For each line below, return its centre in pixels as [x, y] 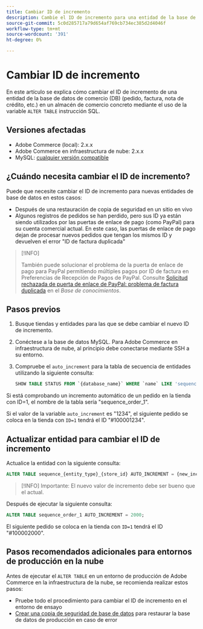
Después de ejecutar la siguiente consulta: [60, 504]
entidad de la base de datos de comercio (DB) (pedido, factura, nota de [95, 98]
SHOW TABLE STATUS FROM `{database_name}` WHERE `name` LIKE [94, 384]
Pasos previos [34, 309]
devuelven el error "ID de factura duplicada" [70, 241]
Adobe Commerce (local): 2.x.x [54, 144]
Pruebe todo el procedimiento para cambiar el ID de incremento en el [101, 600]
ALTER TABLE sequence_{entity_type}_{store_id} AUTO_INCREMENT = [90, 474]
